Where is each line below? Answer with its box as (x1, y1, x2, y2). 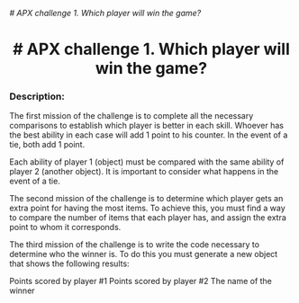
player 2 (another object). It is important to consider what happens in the (9, 166, 279, 177)
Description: (9, 90, 65, 102)
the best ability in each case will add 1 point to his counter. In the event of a (9, 129, 288, 140)
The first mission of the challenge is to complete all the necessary (9, 111, 254, 121)
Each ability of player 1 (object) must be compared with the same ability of (9, 156, 285, 167)
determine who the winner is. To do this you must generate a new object (9, 249, 278, 260)
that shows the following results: (9, 258, 130, 269)
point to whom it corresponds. (9, 222, 122, 233)
